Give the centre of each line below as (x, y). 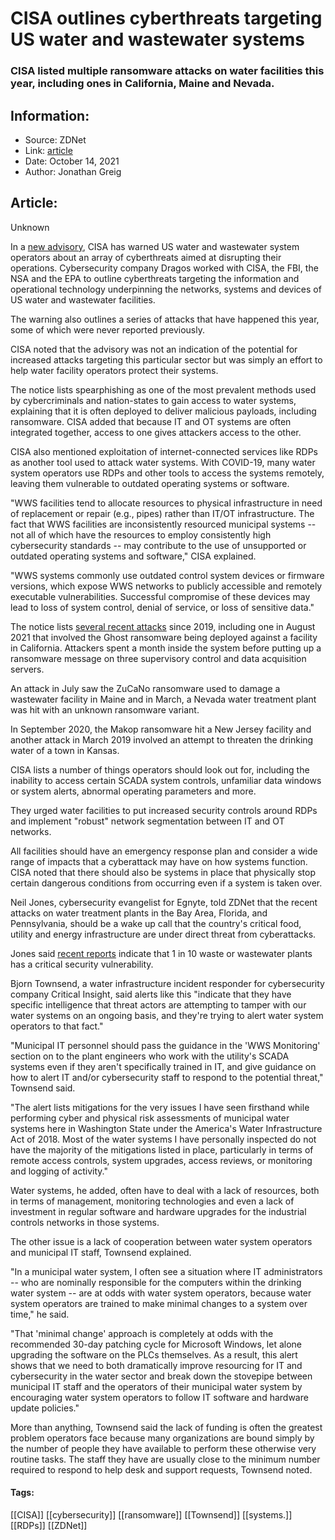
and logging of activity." (59, 1171)
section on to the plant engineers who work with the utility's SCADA (150, 1056)
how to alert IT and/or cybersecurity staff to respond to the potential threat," (167, 1077)
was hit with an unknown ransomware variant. (105, 709)
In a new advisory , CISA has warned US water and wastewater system (155, 246)
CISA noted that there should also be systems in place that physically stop (163, 872)
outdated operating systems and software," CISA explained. (133, 556)
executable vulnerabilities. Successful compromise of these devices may (160, 596)
